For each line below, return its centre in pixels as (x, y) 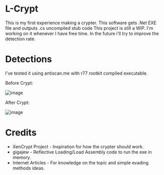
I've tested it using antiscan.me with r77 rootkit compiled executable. (76, 73)
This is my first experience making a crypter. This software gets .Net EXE (81, 23)
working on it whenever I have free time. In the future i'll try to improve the (82, 33)
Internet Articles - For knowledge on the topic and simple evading (80, 162)
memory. (22, 157)
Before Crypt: (19, 83)
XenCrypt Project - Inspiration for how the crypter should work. (78, 146)
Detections (29, 59)
